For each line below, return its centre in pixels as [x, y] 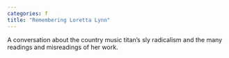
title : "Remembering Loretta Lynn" [59, 20]
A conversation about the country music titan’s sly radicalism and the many [115, 39]
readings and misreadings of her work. [63, 47]
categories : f [28, 13]
